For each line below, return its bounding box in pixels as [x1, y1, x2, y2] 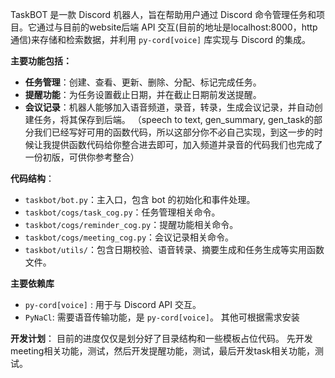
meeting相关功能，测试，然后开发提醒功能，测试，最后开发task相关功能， [10, 345, 315, 357]
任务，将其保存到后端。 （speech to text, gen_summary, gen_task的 [33, 114, 314, 125]
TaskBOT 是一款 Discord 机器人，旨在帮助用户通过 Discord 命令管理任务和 [10, 9, 317, 20]
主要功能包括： [10, 55, 72, 67]
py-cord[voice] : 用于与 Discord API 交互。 [24, 299, 202, 310]
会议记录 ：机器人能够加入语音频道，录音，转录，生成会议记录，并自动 [24, 101, 315, 113]
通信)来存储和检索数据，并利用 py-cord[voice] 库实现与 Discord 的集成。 [10, 34, 311, 45]
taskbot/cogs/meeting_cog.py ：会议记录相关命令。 [24, 231, 235, 243]
